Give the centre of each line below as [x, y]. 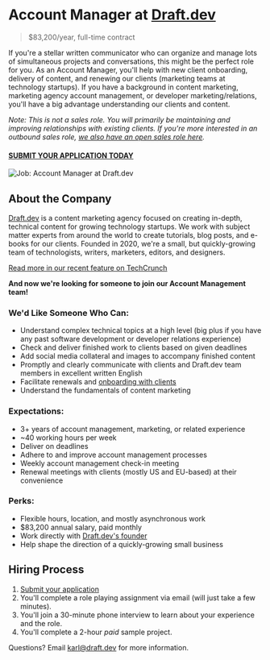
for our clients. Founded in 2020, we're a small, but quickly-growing [143, 243]
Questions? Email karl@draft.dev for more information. [99, 647]
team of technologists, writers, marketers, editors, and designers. [117, 252]
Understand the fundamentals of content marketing [105, 390]
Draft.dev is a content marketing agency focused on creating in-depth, [126, 218]
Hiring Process [46, 570]
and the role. [41, 623]
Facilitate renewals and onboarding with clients [98, 382]
